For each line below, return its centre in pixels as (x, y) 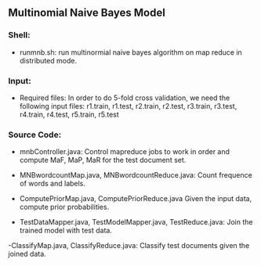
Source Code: (35, 135)
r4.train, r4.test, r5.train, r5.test (69, 114)
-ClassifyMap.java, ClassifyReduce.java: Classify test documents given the (129, 246)
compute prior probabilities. (64, 207)
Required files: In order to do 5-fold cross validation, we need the (125, 98)
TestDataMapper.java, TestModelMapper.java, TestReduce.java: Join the (136, 222)
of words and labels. (53, 184)
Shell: (19, 35)
